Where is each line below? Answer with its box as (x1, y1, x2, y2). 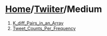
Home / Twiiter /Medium (5, 3, 102, 15)
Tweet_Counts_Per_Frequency (12, 25, 76, 31)
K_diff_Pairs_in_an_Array (12, 20, 64, 26)
